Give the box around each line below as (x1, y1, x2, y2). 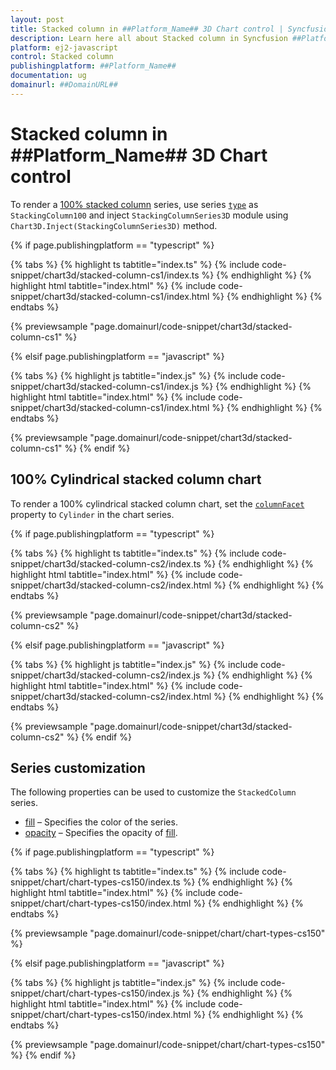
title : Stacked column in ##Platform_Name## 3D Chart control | (10, 24, 284, 34)
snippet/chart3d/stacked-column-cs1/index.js (10, 380, 199, 392)
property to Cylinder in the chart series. (10, 508, 175, 520)
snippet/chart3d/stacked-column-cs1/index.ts (10, 269, 200, 281)
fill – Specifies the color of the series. (24, 816, 178, 828)
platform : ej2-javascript (10, 42, 118, 53)
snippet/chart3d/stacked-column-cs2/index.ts (10, 557, 202, 570)
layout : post (10, 14, 65, 25)
